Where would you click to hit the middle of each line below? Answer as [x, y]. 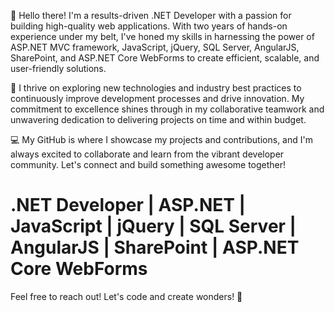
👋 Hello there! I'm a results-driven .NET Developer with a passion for [151, 15]
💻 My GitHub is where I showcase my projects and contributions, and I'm [161, 139]
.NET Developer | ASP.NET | [128, 205]
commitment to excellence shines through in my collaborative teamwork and [167, 109]
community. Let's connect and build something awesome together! [148, 164]
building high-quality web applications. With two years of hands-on [149, 26]
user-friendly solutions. [58, 68]
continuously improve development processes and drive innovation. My [157, 98]
